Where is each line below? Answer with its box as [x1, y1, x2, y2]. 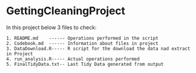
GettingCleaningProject [6, 4, 126, 18]
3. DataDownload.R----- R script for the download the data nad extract [6, 46, 191, 52]
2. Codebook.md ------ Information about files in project [6, 40, 159, 46]
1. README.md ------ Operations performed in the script [6, 35, 159, 41]
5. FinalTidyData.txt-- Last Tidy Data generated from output [6, 61, 164, 67]
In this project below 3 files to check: [6, 24, 97, 31]
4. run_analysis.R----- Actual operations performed [6, 56, 140, 62]
